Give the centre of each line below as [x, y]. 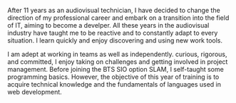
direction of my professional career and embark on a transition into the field [118, 18]
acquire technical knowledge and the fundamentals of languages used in [114, 84]
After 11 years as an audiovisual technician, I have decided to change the [114, 10]
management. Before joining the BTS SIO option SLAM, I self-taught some [116, 69]
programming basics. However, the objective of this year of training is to [113, 77]
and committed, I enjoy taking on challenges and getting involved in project [118, 62]
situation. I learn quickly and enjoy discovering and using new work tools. [115, 40]
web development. [35, 92]
